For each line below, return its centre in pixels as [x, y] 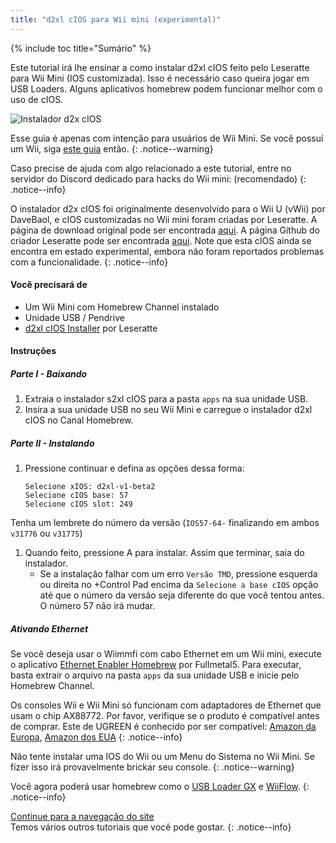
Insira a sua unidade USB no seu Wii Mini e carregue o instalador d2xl [168, 410]
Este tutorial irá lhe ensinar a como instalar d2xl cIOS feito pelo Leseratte [160, 67]
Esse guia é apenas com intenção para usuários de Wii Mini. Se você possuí [167, 138]
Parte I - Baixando [49, 374]
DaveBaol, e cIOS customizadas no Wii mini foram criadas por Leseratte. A [164, 219]
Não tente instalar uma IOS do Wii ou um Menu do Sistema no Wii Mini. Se [162, 757]
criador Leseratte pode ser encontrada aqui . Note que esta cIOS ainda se [161, 240]
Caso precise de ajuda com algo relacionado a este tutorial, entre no [151, 168]
